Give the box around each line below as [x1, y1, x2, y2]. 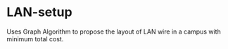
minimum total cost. [6, 34, 64, 43]
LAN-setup [6, 4, 72, 20]
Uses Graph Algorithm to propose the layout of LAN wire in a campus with [6, 27, 221, 36]
